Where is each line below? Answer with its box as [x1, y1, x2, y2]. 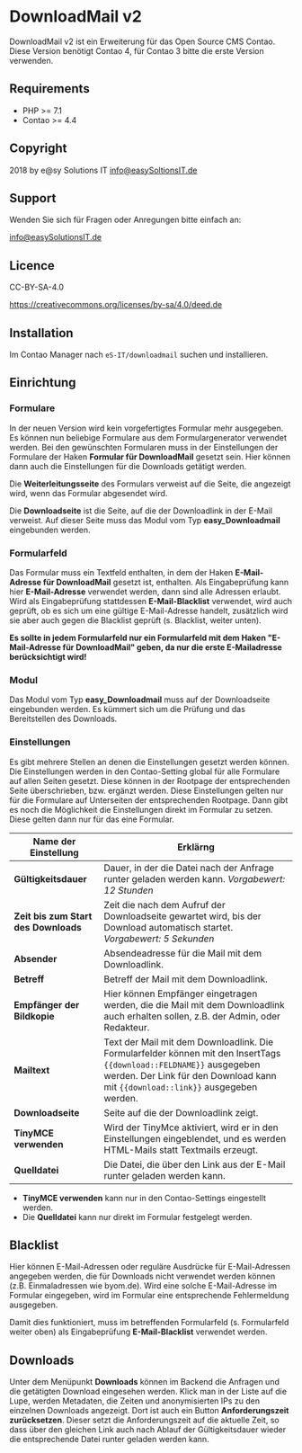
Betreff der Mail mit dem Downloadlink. [103, 973, 268, 985]
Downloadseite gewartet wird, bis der [103, 910, 262, 923]
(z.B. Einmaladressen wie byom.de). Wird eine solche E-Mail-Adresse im [9, 1280, 277, 1291]
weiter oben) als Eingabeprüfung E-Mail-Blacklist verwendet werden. [9, 1326, 268, 1337]
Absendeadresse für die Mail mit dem [103, 947, 262, 959]
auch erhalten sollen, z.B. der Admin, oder [103, 1010, 281, 1022]
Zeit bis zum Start [13, 910, 93, 923]
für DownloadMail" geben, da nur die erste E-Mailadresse [62, 641, 283, 653]
